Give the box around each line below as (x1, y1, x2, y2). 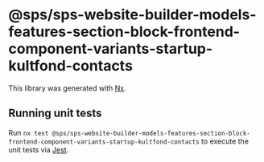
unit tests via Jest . (8, 144, 69, 154)
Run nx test (8, 128, 49, 137)
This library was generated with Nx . (8, 83, 126, 93)
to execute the (200, 136, 250, 146)
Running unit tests (8, 107, 102, 120)
